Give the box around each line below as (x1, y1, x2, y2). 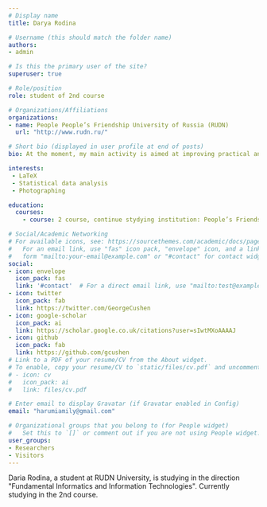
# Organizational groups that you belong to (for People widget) (8, 422, 229, 430)
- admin (8, 49, 34, 57)
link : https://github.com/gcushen (15, 349, 130, 357)
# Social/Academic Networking (8, 230, 109, 239)
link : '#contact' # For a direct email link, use (15, 282, 187, 291)
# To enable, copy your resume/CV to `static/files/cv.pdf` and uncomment (8, 363, 261, 371)
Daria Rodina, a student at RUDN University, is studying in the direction (8, 473, 240, 482)
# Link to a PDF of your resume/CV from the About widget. (8, 356, 208, 364)
